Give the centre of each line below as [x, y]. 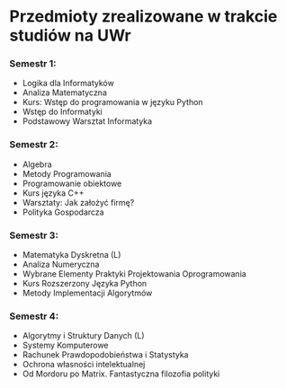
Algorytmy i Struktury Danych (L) [84, 336]
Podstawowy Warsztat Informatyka [87, 121]
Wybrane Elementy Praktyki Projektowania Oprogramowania [134, 274]
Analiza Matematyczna [65, 93]
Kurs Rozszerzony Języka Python [85, 284]
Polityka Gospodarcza [63, 212]
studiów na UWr [71, 35]
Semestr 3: [34, 235]
